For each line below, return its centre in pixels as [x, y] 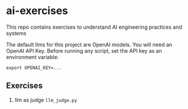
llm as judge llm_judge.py [46, 100]
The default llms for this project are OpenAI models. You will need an [89, 45]
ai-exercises [37, 11]
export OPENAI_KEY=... [34, 68]
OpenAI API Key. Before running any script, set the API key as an [84, 50]
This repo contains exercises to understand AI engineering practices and [94, 27]
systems [16, 33]
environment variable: [32, 57]
